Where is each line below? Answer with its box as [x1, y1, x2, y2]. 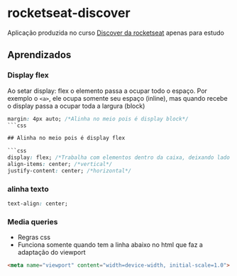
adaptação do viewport [17, 248, 87, 257]
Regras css [17, 233, 51, 242]
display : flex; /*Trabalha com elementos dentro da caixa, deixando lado [7, 154, 231, 161]
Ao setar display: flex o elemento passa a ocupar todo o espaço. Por [7, 87, 208, 95]
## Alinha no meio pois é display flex [7, 135, 126, 142]
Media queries [7, 216, 58, 226]
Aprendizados [7, 49, 72, 61]
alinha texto [7, 184, 49, 194]
